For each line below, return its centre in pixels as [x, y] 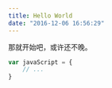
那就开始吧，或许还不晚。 [50, 47]
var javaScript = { [41, 62]
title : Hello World [41, 16]
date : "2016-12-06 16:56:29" [56, 23]
